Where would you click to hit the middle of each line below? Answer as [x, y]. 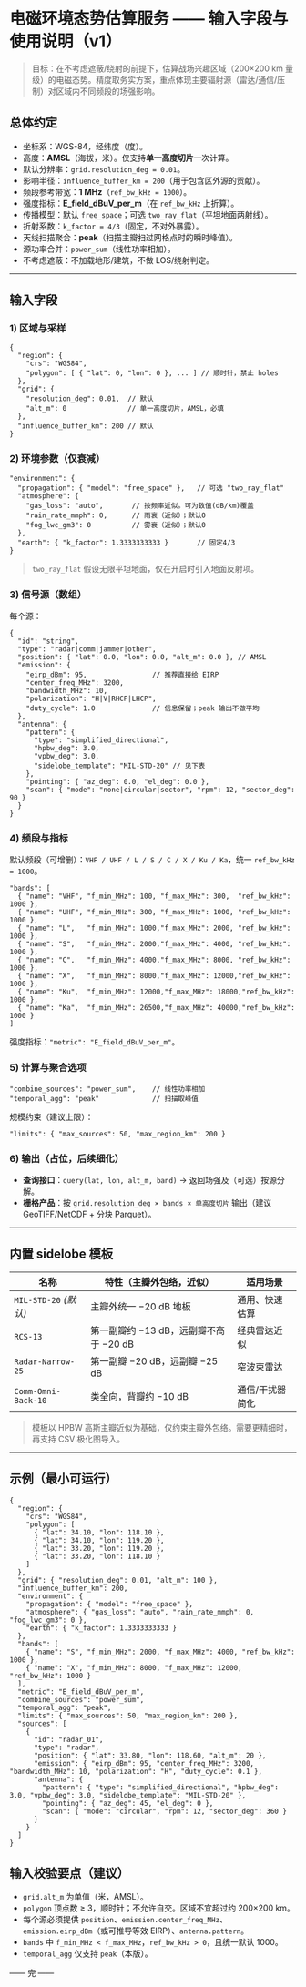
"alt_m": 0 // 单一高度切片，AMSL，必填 [125, 409]
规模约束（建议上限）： [51, 1116]
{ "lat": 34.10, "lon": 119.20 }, [99, 1540]
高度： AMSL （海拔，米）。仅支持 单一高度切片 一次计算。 [128, 158]
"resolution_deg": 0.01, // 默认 [90, 399]
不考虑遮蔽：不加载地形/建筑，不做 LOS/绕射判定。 [118, 260]
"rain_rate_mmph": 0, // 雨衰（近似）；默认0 [116, 515]
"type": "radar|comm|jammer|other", [87, 649]
